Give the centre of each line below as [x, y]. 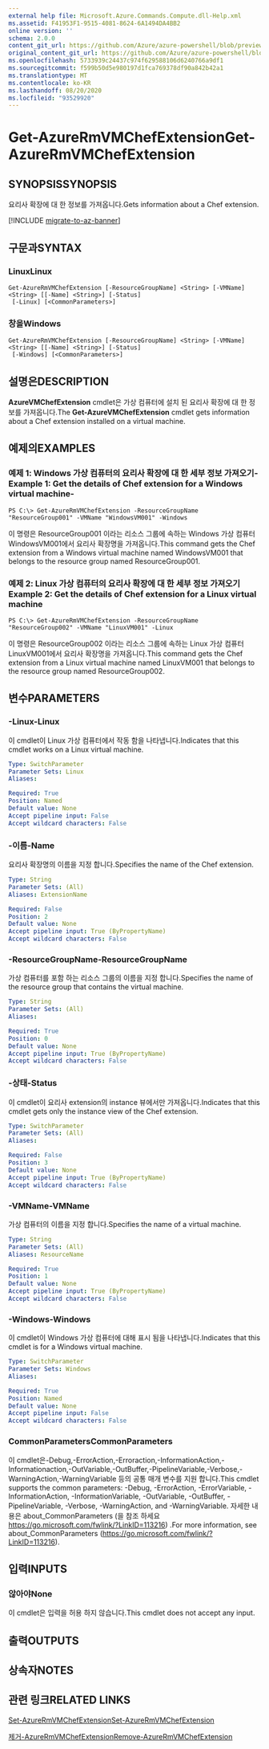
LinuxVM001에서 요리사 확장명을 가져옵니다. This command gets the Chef [126, 654]
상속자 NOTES [41, 1670]
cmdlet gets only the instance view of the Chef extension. [103, 1111]
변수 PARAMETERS [54, 698]
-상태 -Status [33, 1083]
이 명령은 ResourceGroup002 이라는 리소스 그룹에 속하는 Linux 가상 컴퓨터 [126, 644]
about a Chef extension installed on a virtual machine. [97, 422]
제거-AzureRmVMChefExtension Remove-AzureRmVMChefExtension [120, 1736]
